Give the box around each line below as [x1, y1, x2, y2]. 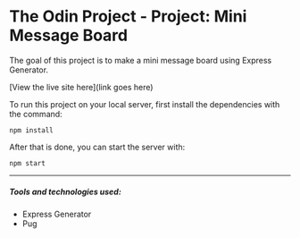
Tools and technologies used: [9, 186, 122, 197]
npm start [9, 158, 46, 167]
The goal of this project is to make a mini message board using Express [9, 55, 272, 65]
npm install [9, 125, 54, 135]
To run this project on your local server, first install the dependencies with [9, 98, 280, 109]
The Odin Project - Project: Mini [9, 6, 247, 27]
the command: [9, 108, 62, 119]
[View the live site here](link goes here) [9, 81, 154, 92]
